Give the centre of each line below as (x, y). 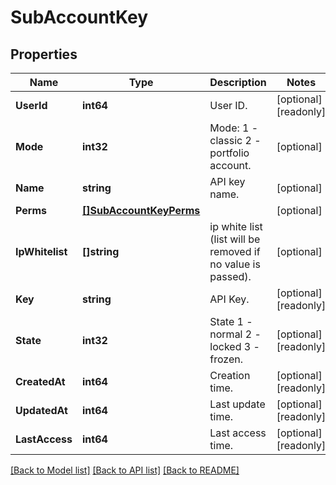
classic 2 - (235, 140)
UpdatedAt (41, 410)
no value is (235, 264)
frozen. (226, 359)
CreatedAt (40, 381)
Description (238, 82)
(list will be (235, 239)
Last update (237, 404)
